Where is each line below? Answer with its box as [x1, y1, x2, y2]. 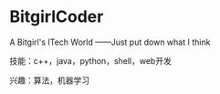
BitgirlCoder [9, 6, 104, 27]
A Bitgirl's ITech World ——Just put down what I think [9, 37, 211, 47]
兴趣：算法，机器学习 [9, 75, 89, 86]
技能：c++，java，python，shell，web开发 [9, 55, 172, 66]
